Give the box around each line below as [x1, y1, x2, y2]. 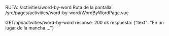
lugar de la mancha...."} [5, 25, 54, 31]
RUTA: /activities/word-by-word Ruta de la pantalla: [5, 5, 113, 10]
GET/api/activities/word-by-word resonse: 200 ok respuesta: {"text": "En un [5, 20, 164, 25]
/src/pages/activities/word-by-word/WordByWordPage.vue [5, 10, 129, 16]
